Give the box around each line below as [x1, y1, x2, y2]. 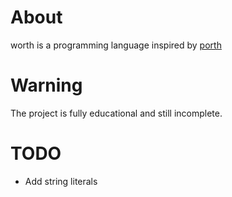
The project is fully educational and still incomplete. [10, 107, 223, 119]
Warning [10, 74, 83, 97]
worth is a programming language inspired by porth [10, 39, 222, 51]
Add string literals [24, 175, 98, 187]
